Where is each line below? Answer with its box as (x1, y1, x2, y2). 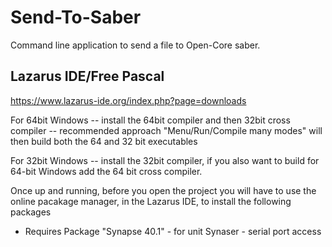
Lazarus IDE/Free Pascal (10, 68, 165, 85)
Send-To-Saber (10, 6, 142, 29)
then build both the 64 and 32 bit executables (10, 135, 198, 147)
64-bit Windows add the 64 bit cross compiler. (10, 165, 203, 177)
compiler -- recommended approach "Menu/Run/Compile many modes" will (10, 124, 323, 136)
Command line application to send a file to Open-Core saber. (10, 39, 261, 51)
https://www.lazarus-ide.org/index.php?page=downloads (10, 94, 247, 106)
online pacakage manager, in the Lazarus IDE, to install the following (10, 195, 292, 207)
